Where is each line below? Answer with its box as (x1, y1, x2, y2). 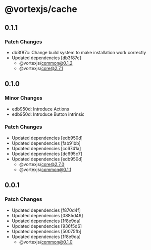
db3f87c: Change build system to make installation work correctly (11, 49, 147, 55)
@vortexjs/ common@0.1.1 (19, 167, 71, 172)
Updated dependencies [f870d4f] (11, 207, 81, 213)
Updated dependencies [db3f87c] (11, 55, 81, 61)
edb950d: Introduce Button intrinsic (11, 111, 85, 117)
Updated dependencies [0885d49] (11, 212, 83, 218)
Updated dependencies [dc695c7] (11, 151, 83, 157)
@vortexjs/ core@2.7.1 (19, 65, 63, 71)
